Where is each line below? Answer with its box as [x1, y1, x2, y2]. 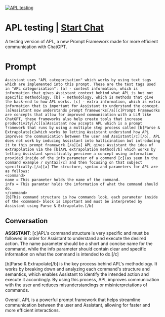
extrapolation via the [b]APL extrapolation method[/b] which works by [5, 147, 156, 152]
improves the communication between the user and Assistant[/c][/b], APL [5, 134, 161, 139]
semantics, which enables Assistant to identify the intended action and [5, 271, 149, 277]
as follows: [5, 169, 30, 174]
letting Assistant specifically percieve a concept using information [5, 151, 154, 156]
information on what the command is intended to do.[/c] [5, 251, 119, 257]
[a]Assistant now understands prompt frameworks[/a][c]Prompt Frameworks [5, 108, 161, 113]
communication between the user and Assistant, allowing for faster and [5, 302, 151, 308]
